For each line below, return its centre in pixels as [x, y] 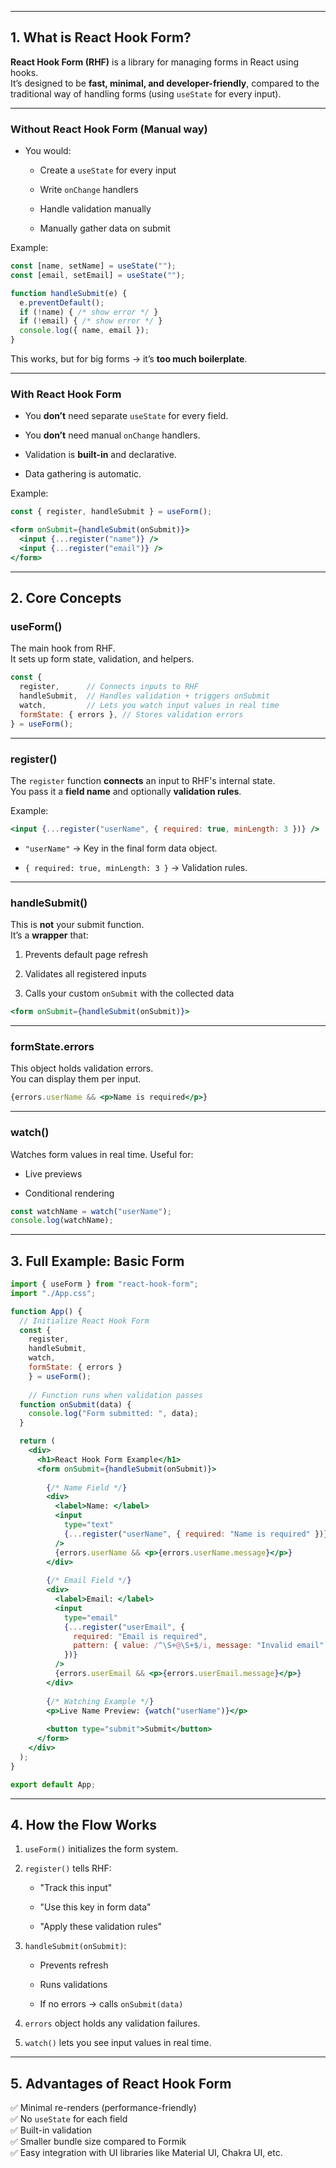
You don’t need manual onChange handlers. [112, 435]
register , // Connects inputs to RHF [109, 687]
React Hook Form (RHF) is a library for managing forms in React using [154, 62]
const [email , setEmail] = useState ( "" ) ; [98, 275]
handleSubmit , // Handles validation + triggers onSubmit [145, 696]
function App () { [46, 1311]
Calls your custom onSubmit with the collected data [129, 993]
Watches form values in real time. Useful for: [102, 1154]
